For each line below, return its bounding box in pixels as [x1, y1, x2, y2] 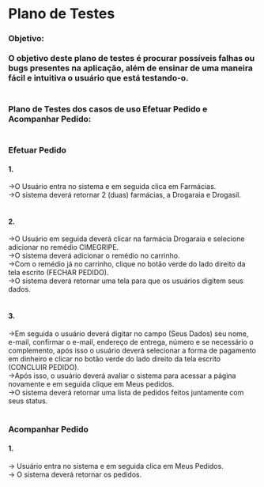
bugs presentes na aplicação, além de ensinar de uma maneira [8, 62, 253, 74]
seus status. [8, 396, 48, 406]
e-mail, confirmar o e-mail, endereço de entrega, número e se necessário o [8, 337, 255, 346]
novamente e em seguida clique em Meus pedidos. [8, 379, 175, 388]
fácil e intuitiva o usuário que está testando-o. [8, 73, 189, 84]
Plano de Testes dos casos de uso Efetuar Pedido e [8, 104, 208, 115]
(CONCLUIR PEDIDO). [8, 362, 80, 372]
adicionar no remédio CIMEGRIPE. [8, 243, 119, 252]
